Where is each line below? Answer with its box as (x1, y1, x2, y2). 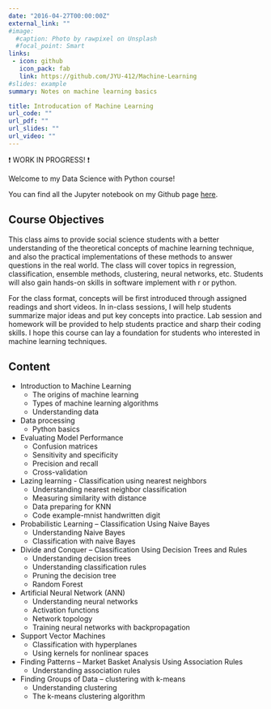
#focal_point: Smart (15, 42, 85, 50)
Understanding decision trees (32, 553, 132, 564)
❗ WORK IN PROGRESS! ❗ (8, 155, 91, 165)
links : (8, 49, 31, 58)
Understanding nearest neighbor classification (32, 484, 188, 495)
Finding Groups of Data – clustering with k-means (19, 674, 186, 684)
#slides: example (8, 79, 67, 88)
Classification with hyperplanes (32, 640, 138, 650)
